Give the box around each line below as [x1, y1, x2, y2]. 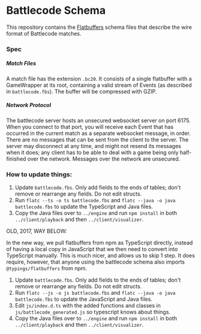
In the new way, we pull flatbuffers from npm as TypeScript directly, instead [6, 239, 193, 247]
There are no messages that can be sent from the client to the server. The [6, 136, 189, 143]
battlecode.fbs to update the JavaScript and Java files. [14, 295, 153, 303]
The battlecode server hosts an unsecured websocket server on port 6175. [6, 117, 191, 124]
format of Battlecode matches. [6, 29, 82, 37]
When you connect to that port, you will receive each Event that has [6, 123, 174, 130]
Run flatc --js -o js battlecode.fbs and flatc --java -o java [14, 289, 176, 297]
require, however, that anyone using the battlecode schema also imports [6, 258, 185, 265]
